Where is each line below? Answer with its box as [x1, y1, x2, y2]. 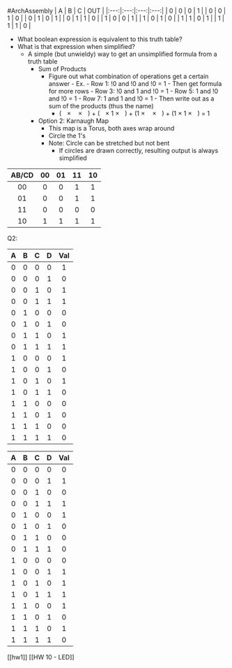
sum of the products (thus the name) [48, 102, 155, 110]
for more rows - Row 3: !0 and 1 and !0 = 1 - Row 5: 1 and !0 [48, 87, 219, 95]
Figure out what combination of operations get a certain [48, 72, 209, 80]
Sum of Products [38, 65, 87, 73]
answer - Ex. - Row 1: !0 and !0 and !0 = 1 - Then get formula [48, 80, 222, 87]
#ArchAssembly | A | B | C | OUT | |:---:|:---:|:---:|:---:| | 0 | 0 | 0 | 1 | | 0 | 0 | [7, 7, 226, 15]
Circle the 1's [48, 131, 86, 140]
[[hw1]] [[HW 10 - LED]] [7, 653, 75, 661]
